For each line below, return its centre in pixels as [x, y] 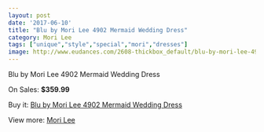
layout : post [29, 15]
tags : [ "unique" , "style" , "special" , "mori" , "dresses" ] [98, 45]
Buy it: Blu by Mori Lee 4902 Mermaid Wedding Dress [95, 104]
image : [19, 52]
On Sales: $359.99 [39, 90]
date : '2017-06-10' [40, 23]
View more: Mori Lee [42, 120]
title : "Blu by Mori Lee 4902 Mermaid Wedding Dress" [98, 30]
